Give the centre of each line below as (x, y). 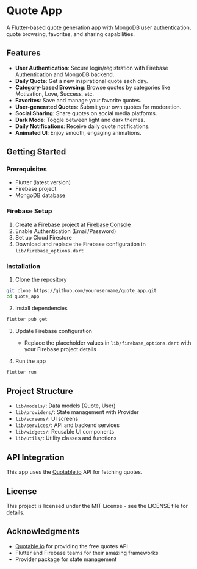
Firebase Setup (29, 211)
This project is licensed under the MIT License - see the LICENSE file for (97, 506)
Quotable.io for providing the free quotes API (71, 546)
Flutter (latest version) (43, 182)
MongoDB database (40, 195)
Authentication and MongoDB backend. (65, 74)
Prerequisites (27, 170)
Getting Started (36, 152)
